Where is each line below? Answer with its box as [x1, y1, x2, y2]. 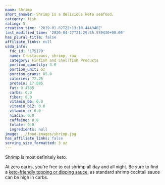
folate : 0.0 [9, 122, 35, 127]
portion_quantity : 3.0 [9, 62, 56, 67]
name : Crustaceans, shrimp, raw [9, 53, 77, 58]
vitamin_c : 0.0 [9, 108, 41, 114]
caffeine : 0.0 [9, 117, 39, 123]
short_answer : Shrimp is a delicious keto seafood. [5, 12, 114, 17]
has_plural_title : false [5, 35, 56, 40]
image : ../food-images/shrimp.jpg [5, 132, 77, 137]
